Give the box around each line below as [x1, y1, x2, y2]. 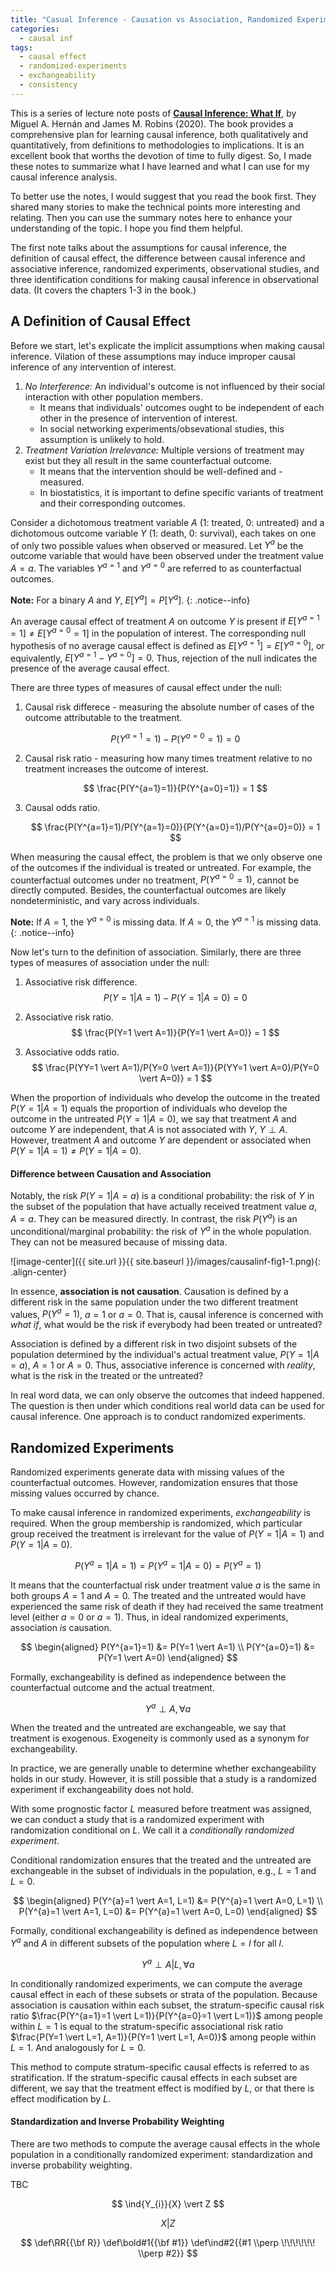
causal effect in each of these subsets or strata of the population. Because [10, 1988, 318, 2000]
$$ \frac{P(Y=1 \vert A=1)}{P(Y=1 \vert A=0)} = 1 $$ [71, 1027, 280, 1039]
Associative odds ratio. [24, 1046, 120, 1058]
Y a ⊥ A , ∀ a [144, 1701, 192, 1715]
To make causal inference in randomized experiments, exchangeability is [10, 1507, 311, 1519]
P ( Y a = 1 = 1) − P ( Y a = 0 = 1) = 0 [110, 731, 241, 745]
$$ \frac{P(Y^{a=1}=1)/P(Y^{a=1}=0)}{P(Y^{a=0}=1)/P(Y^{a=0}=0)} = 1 [30, 821, 321, 833]
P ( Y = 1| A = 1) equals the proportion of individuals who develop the [10, 1102, 288, 1115]
